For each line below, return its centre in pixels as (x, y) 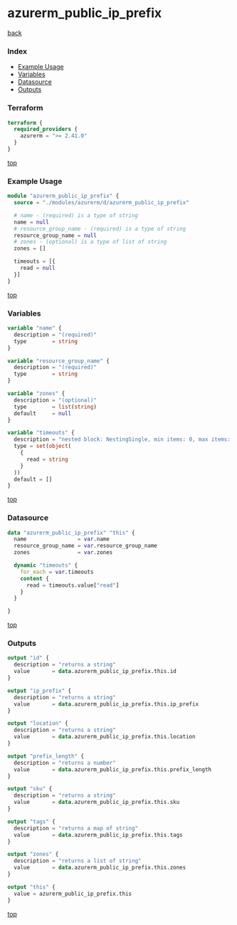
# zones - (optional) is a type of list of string (90, 242)
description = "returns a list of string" (78, 861)
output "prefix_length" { (46, 756)
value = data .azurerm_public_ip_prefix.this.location (105, 737)
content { (35, 578)
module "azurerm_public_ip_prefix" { (63, 196)
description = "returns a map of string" (76, 828)
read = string (47, 459)
